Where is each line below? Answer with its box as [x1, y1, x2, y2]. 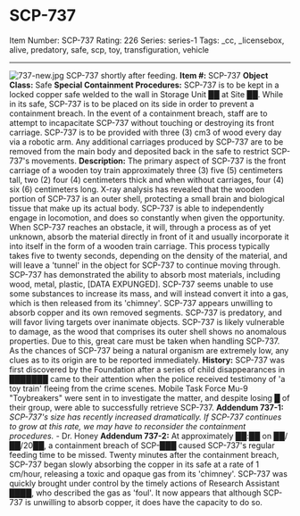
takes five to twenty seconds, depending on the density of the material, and [9, 250, 288, 261]
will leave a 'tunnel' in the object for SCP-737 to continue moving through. [9, 260, 281, 270]
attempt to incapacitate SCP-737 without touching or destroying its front [9, 117, 275, 128]
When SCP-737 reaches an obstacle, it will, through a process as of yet [9, 221, 271, 232]
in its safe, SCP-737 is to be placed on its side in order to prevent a [9, 98, 254, 109]
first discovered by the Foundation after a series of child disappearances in [9, 363, 286, 375]
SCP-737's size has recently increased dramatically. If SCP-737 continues [9, 412, 282, 422]
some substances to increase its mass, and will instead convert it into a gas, [9, 287, 288, 299]
